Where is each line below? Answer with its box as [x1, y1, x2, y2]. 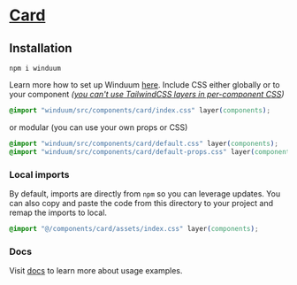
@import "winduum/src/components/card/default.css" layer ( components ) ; [9, 139, 278, 148]
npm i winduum [9, 64, 62, 73]
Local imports [9, 168, 70, 181]
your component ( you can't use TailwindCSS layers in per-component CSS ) [9, 89, 285, 99]
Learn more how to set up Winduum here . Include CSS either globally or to [9, 80, 280, 89]
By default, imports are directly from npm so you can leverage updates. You [9, 188, 281, 199]
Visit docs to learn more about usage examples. [9, 266, 183, 276]
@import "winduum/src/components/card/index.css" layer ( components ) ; [9, 106, 271, 115]
